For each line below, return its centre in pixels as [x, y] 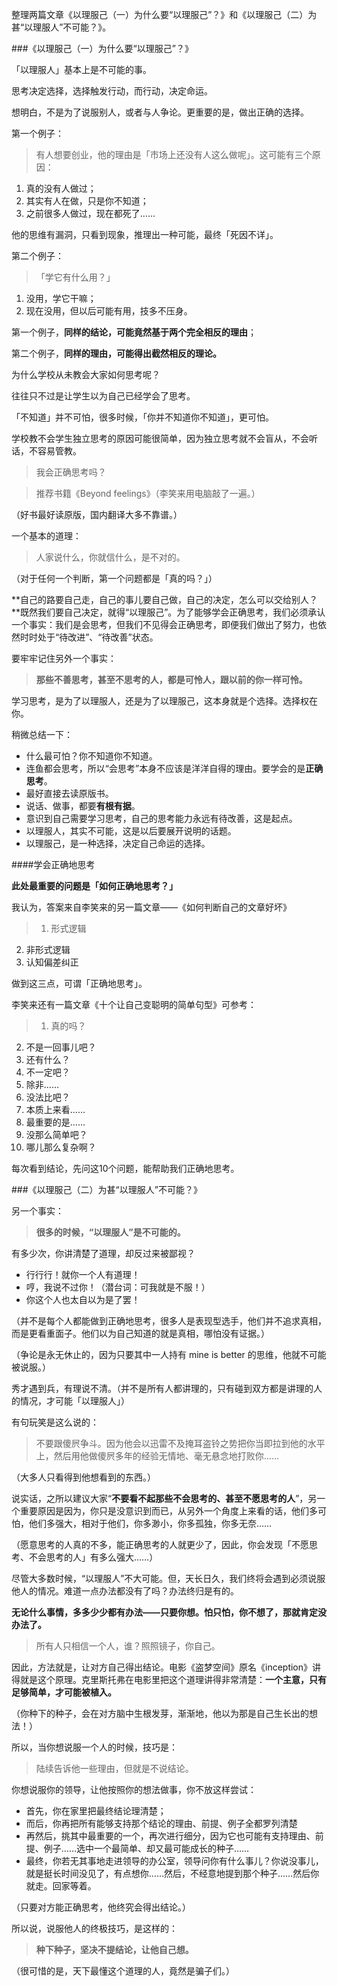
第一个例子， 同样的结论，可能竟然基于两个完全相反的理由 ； [134, 332]
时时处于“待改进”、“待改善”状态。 [89, 637]
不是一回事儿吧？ [61, 1047]
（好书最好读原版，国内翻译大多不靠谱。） [97, 514]
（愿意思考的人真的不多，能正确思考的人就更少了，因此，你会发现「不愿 [160, 1544]
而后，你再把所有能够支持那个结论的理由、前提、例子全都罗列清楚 [161, 1823]
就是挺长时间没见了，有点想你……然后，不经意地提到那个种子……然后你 [172, 1873]
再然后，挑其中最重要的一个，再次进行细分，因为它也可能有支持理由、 [170, 1836]
